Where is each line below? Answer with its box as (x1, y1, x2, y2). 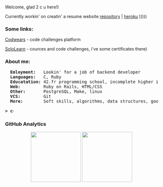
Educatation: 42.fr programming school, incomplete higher (10, 79, 154, 85)
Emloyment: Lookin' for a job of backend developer (10, 69, 141, 75)
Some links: (5, 25, 33, 32)
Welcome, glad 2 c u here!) (5, 4, 59, 10)
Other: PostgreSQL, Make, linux (10, 88, 103, 94)
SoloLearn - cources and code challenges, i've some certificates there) (5, 46, 147, 52)
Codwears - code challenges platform (5, 36, 81, 43)
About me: (5, 58, 31, 65)
